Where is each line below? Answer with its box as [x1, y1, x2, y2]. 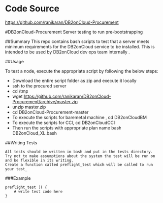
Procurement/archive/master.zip [12, 98, 78, 104]
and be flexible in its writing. [5, 158, 74, 163]
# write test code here [14, 189, 63, 194]
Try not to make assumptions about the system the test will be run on [5, 154, 155, 159]
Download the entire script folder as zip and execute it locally [12, 78, 137, 83]
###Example [5, 175, 31, 181]
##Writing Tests [5, 139, 37, 146]
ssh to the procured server [12, 82, 66, 89]
